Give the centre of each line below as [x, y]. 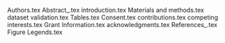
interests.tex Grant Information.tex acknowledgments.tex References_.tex [113, 25]
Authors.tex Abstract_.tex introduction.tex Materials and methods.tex [106, 10]
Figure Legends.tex [35, 32]
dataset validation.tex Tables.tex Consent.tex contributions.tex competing [113, 17]
